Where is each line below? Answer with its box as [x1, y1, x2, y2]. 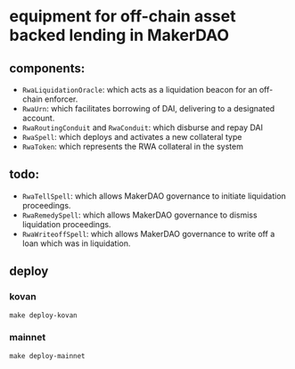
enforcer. [44, 94, 78, 104]
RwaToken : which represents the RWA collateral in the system [21, 141, 243, 152]
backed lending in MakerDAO [9, 25, 230, 45]
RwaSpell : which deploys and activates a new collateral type [21, 132, 242, 142]
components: [9, 61, 86, 76]
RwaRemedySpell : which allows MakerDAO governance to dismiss [21, 209, 258, 220]
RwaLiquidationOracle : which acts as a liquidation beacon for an [21, 85, 258, 94]
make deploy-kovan [9, 310, 78, 320]
